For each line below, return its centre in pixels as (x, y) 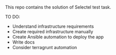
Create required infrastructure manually (53, 31)
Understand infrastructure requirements (53, 26)
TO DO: (13, 17)
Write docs (23, 42)
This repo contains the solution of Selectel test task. (58, 7)
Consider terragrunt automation (45, 47)
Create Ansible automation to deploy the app (58, 37)
